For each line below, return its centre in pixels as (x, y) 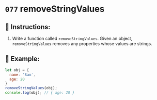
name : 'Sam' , (23, 75)
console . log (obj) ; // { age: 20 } (40, 93)
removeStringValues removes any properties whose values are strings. (82, 44)
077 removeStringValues (55, 9)
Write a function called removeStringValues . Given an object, (72, 38)
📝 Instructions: (28, 27)
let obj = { (17, 70)
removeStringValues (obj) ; (31, 88)
